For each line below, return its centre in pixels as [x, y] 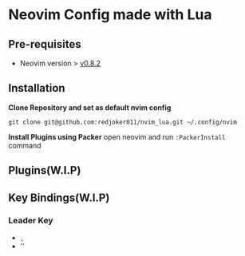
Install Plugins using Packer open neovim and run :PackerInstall [117, 136]
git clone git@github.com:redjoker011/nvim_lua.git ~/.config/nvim [123, 122]
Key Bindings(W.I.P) [59, 197]
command [25, 145]
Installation [37, 88]
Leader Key [31, 220]
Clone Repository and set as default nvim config [90, 107]
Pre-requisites [45, 44]
